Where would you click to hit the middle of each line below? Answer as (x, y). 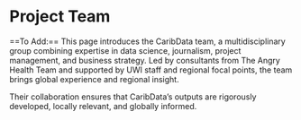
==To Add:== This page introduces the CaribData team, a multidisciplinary (147, 41)
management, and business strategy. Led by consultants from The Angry (145, 60)
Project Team (60, 17)
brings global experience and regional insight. (94, 79)
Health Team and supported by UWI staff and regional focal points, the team (151, 70)
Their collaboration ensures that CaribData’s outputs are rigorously (133, 97)
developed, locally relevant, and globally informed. (103, 106)
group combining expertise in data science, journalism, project (125, 50)
